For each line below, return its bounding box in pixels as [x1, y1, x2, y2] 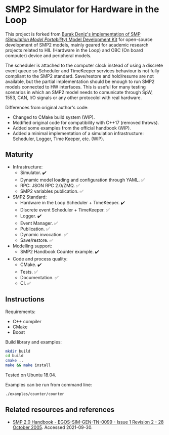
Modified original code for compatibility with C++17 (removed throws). [12, 119, 159, 125]
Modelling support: [12, 243, 52, 249]
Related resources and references [5, 406, 115, 414]
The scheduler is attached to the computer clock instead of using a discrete [5, 62, 163, 68]
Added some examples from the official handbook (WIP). [12, 125, 132, 131]
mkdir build [5, 349, 30, 354]
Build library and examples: [5, 339, 62, 345]
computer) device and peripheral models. [5, 52, 92, 59]
